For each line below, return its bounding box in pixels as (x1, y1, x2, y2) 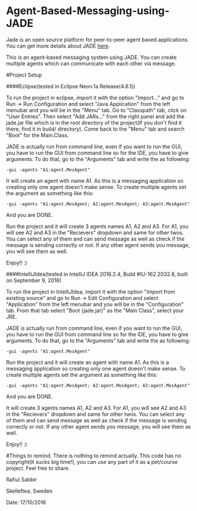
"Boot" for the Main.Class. (6, 131, 69, 139)
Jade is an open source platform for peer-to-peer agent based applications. (6, 36, 189, 43)
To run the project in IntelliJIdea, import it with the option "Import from (6, 288, 176, 295)
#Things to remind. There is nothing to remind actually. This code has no (6, 452, 182, 459)
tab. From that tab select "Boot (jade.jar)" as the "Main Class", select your (6, 307, 184, 314)
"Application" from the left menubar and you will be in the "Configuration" (6, 300, 184, 308)
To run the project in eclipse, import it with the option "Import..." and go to (6, 94, 185, 101)
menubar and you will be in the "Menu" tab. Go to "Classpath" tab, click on (6, 106, 187, 113)
